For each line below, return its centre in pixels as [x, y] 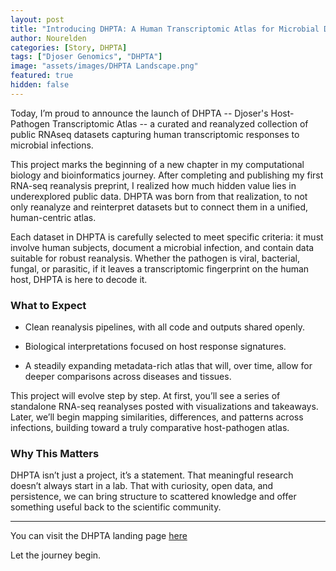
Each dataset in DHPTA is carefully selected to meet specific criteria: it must [167, 237]
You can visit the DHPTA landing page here [99, 536]
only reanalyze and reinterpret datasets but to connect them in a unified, [159, 207]
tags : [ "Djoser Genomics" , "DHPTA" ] [86, 57]
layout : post [37, 19]
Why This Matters [55, 453]
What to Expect [48, 305]
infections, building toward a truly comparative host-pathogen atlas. [150, 428]
